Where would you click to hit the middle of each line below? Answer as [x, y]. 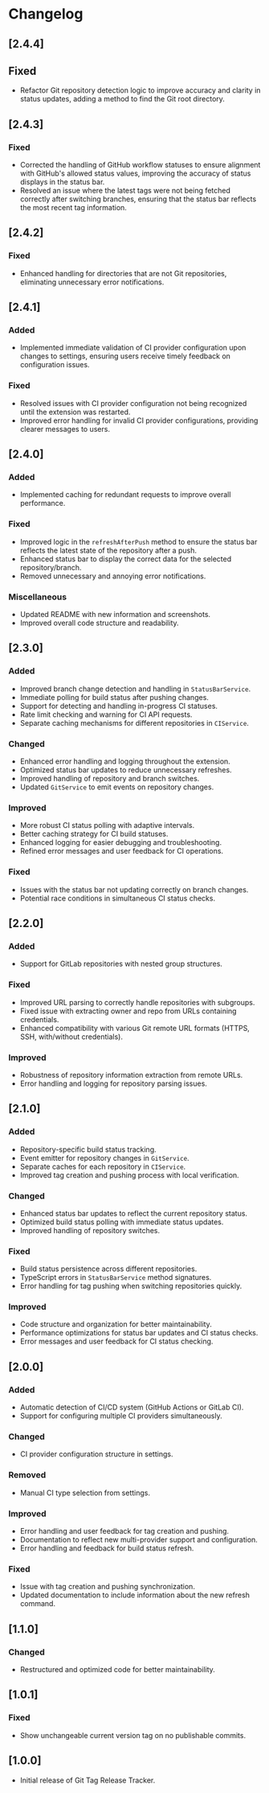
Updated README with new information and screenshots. [115, 615]
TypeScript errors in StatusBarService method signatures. [116, 1277]
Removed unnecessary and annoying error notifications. [113, 576]
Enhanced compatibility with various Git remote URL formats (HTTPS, [135, 1028]
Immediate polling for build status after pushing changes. [114, 697]
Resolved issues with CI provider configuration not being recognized [133, 403]
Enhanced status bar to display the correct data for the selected [126, 559]
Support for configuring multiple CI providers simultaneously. [121, 1416]
